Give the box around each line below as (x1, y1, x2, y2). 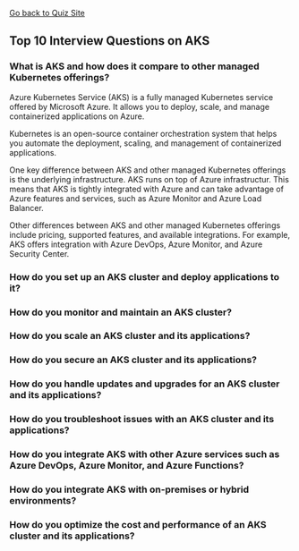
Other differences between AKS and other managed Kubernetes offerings (9, 219, 281, 231)
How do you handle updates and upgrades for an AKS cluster (9, 377, 280, 390)
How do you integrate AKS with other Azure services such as (9, 448, 280, 461)
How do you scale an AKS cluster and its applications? (9, 330, 251, 343)
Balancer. (9, 202, 45, 213)
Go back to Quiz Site (9, 8, 85, 18)
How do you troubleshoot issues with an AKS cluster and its (9, 413, 275, 426)
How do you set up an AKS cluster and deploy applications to (9, 270, 280, 283)
